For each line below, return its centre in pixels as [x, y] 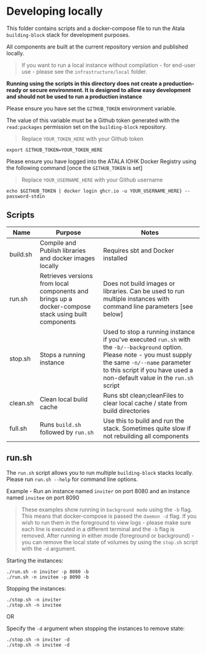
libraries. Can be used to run [144, 291]
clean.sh [22, 403]
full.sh [18, 428]
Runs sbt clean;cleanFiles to [143, 395]
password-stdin [26, 196]
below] [113, 314]
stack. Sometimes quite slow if [147, 428]
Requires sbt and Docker [139, 250]
